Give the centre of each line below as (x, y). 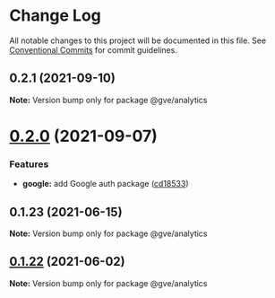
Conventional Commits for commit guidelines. (93, 49)
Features (29, 164)
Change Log (55, 16)
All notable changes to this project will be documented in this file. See (138, 40)
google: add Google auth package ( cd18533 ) (105, 184)
